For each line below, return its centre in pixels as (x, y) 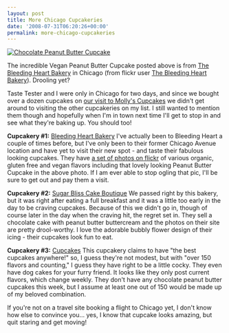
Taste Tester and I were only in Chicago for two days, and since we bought (113, 94)
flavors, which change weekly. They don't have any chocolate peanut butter (115, 280)
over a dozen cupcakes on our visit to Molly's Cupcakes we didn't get (106, 101)
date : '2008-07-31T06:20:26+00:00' (58, 26)
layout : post (26, 13)
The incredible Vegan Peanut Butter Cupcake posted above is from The (108, 65)
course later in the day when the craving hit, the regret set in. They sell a (110, 215)
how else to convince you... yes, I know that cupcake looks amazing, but (110, 315)
